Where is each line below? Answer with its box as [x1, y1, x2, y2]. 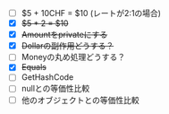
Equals [21, 62, 46, 73]
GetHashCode [21, 72, 74, 83]
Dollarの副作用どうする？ [21, 40, 114, 51]
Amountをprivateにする [21, 30, 108, 40]
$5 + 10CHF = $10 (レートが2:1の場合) [21, 8, 162, 18]
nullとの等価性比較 [21, 83, 90, 94]
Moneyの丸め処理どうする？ [21, 52, 126, 63]
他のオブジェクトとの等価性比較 [21, 94, 139, 105]
